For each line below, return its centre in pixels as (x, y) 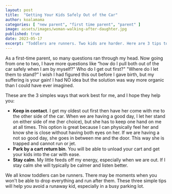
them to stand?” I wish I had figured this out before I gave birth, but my (80, 74)
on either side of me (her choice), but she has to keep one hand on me (87, 122)
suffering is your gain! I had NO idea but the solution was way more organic (85, 80)
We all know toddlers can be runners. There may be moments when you (81, 175)
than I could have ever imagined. (40, 85)
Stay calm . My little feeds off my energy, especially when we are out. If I (89, 160)
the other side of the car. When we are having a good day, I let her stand (89, 116)
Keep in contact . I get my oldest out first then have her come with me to (89, 110)
